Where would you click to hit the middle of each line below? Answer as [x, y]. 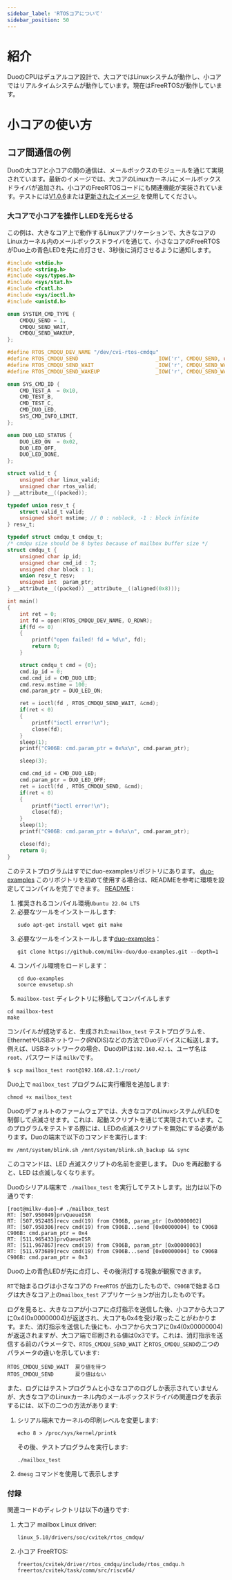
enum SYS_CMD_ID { [33, 384]
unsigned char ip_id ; [50, 556]
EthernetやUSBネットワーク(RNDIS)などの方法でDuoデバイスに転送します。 [115, 1040]
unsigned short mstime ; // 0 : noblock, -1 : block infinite [109, 518]
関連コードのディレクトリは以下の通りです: [68, 1509]
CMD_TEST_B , [37, 397]
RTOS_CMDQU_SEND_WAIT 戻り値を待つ [57, 1367]
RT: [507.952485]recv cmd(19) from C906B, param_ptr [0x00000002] [105, 1221]
